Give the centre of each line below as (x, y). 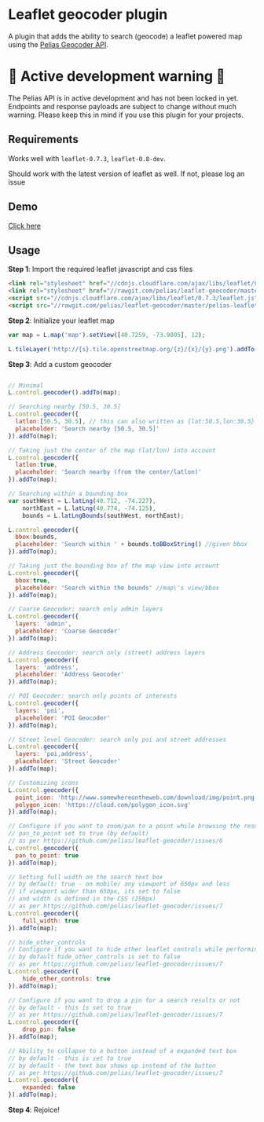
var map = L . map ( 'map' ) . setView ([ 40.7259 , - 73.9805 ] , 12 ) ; (107, 335)
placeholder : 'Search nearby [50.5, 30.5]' (87, 429)
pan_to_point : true (47, 855)
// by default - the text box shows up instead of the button (112, 1065)
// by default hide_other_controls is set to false (94, 957)
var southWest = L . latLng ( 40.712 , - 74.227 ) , (82, 500)
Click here (25, 225)
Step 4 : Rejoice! (34, 1110)
